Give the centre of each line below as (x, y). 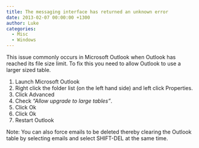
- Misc (20, 34)
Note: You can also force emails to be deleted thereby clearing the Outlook (99, 132)
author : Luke (23, 23)
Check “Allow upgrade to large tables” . (64, 101)
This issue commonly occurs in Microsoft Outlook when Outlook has (91, 57)
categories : (21, 29)
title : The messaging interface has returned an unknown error (87, 12)
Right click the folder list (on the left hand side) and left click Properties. (104, 88)
